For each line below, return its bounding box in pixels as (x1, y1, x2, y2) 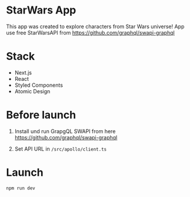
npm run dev (6, 185, 35, 191)
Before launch (6, 108, 76, 122)
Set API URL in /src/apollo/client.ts (14, 145, 107, 152)
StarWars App (6, 4, 76, 17)
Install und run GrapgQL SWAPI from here (14, 127, 116, 135)
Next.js (14, 69, 32, 76)
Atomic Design (14, 87, 51, 94)
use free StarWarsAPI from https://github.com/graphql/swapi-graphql (6, 29, 175, 36)
